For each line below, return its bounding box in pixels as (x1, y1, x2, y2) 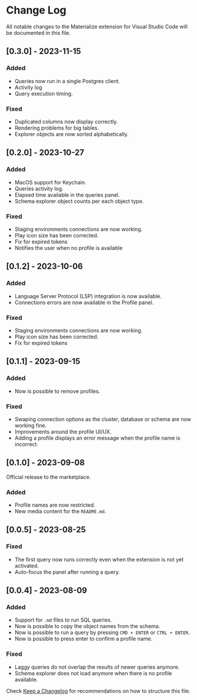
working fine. (14, 422, 47, 429)
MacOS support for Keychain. (14, 179, 86, 186)
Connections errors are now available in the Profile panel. (14, 299, 154, 306)
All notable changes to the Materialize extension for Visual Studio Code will (6, 23, 188, 30)
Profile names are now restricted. (14, 501, 96, 509)
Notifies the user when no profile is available (14, 244, 123, 251)
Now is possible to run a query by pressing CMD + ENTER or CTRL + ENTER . (14, 629, 190, 636)
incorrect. (14, 440, 39, 448)
